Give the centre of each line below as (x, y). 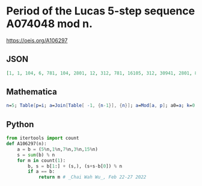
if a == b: (41, 172)
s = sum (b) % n (36, 155)
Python (20, 124)
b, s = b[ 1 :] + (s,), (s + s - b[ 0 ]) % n (75, 166)
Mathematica (32, 92)
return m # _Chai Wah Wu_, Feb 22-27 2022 (92, 177)
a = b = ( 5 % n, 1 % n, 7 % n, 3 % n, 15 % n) (57, 149)
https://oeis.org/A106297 (37, 40)
